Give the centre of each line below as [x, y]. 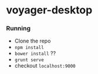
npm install [29, 48]
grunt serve [29, 60]
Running [18, 29]
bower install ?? [35, 54]
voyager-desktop [49, 10]
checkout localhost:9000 [45, 66]
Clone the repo [33, 41]
